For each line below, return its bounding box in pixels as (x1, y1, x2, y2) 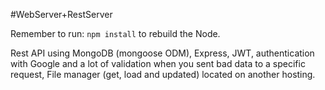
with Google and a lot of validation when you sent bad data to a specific (10, 58, 306, 69)
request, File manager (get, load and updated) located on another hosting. (10, 69, 316, 80)
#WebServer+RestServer (10, 9, 113, 20)
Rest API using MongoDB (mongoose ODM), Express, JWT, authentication (10, 47, 315, 59)
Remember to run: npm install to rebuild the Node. (10, 28, 221, 39)
